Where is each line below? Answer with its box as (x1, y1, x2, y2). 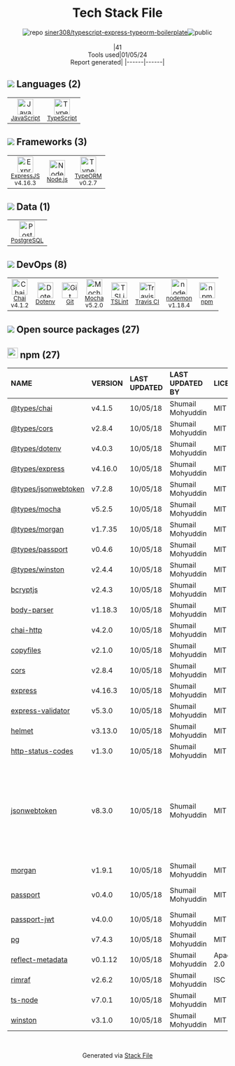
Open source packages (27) (16, 323, 140, 335)
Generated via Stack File (82, 1051, 153, 1060)
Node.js (46, 175, 69, 183)
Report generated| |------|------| (70, 58, 165, 66)
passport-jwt (10, 915, 55, 924)
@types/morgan (10, 525, 64, 534)
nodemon (166, 295, 192, 302)
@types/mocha (10, 504, 62, 514)
